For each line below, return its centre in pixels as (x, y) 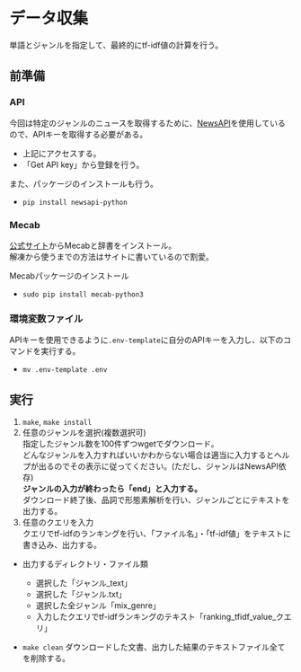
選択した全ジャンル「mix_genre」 (98, 606)
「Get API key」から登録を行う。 (83, 164)
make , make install (57, 422)
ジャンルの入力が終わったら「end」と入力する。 (112, 489)
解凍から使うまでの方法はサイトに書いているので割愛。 (111, 256)
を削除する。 (46, 659)
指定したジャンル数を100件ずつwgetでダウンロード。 (120, 444)
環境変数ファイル (46, 318)
